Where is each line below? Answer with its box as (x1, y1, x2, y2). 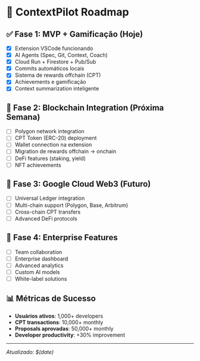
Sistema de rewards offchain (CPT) (14, 71, 101, 79)
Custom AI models (14, 268, 61, 275)
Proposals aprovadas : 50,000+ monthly (14, 325, 114, 332)
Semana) (6, 112, 40, 122)
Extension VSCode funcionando (14, 45, 93, 52)
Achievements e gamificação (14, 79, 86, 86)
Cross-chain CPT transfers (14, 208, 81, 215)
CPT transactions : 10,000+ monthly (14, 318, 104, 326)
